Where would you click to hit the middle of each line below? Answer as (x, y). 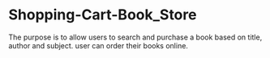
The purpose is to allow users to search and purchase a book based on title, (135, 37)
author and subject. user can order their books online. (99, 45)
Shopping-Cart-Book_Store (103, 15)
